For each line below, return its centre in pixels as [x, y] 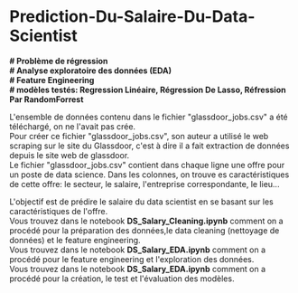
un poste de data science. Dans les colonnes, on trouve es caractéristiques [149, 175]
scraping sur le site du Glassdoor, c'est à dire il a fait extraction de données [149, 146]
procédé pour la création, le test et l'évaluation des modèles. [122, 279]
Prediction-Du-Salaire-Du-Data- [132, 17]
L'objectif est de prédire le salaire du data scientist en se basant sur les [141, 202]
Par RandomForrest [47, 99]
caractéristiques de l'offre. [59, 211]
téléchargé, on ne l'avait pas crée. [73, 126]
